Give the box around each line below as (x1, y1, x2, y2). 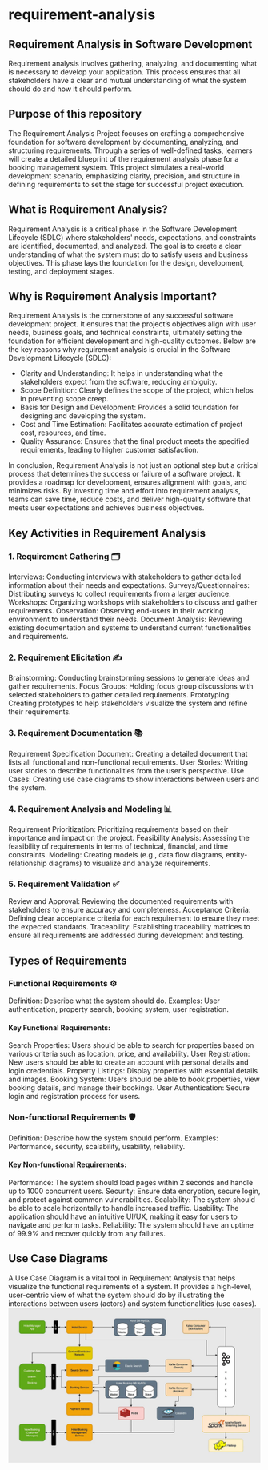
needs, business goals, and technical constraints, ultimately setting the (8, 328, 242, 338)
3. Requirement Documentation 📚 (8, 728, 143, 739)
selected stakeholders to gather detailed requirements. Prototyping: (8, 690, 232, 700)
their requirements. (8, 707, 71, 717)
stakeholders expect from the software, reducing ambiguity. (19, 377, 218, 387)
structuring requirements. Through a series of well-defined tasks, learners (8, 146, 254, 155)
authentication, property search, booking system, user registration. (8, 1005, 230, 1013)
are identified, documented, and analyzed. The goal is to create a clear (8, 241, 242, 250)
